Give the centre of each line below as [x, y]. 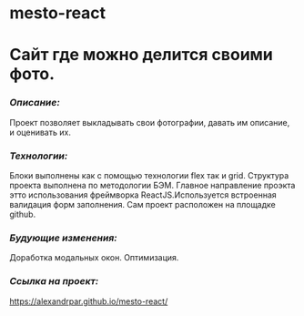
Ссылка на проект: [54, 281]
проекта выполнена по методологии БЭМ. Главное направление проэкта [152, 185]
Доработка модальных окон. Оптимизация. [94, 258]
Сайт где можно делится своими [141, 55]
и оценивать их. [40, 132]
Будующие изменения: [63, 238]
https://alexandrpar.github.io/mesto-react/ [89, 301]
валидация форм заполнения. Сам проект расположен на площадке [142, 204]
